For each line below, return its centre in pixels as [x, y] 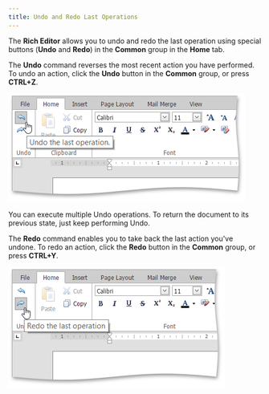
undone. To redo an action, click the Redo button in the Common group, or [132, 247]
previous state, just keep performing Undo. [79, 223]
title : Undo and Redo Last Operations [73, 17]
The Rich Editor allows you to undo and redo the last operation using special [135, 41]
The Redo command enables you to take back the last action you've [121, 238]
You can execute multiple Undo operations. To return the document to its [128, 214]
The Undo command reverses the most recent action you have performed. [131, 65]
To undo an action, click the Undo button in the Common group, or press [129, 73]
